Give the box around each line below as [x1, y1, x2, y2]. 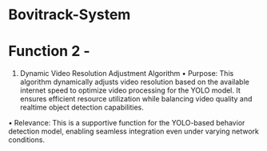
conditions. [8, 135, 46, 145]
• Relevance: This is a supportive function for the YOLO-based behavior [8, 118, 245, 128]
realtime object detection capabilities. [19, 102, 144, 113]
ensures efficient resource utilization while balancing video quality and [19, 94, 253, 104]
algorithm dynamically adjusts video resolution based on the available [19, 77, 249, 87]
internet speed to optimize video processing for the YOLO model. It [19, 85, 241, 95]
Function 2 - [8, 42, 90, 61]
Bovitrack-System [8, 6, 131, 24]
